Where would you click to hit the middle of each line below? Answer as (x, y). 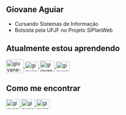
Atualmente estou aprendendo (63, 48)
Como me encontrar (43, 88)
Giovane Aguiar (35, 10)
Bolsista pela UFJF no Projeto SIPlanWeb (64, 30)
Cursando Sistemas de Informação (56, 23)
